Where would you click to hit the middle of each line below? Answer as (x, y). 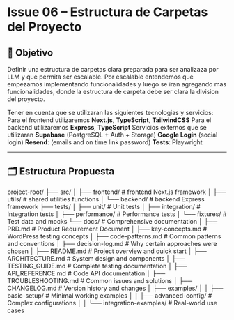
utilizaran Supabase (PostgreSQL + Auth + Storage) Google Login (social (112, 135)
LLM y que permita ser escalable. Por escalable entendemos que (100, 77)
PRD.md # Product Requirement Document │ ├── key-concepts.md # (107, 229)
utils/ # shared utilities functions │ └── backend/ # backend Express (106, 199)
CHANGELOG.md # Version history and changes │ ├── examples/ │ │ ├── (115, 288)
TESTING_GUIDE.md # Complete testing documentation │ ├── (97, 266)
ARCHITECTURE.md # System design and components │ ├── (96, 258)
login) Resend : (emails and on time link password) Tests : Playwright (105, 142)
